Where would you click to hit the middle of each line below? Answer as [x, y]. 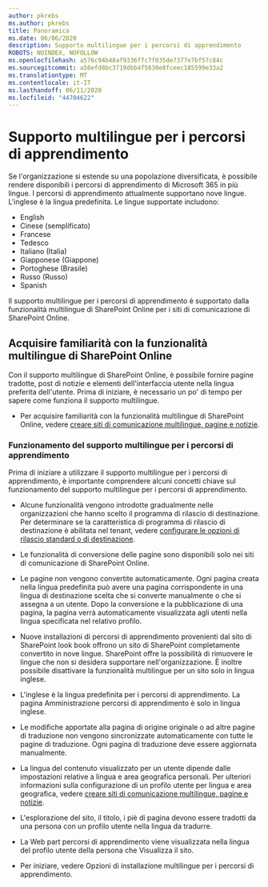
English [32, 218]
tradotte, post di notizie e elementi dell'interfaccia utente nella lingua [121, 383]
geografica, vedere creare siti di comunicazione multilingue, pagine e [134, 794]
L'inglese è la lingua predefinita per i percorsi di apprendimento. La [130, 695]
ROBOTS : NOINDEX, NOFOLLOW [53, 53]
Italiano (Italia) [43, 251]
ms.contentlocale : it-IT [50, 82]
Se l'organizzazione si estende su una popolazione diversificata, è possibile [133, 176]
